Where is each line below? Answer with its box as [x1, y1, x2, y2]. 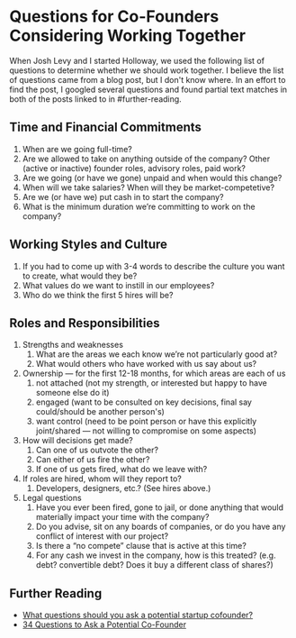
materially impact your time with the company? [35, 512, 210, 523]
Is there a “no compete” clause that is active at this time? [35, 541, 247, 551]
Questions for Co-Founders [9, 6, 220, 27]
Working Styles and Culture [9, 237, 168, 252]
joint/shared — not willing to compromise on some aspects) [35, 425, 257, 436]
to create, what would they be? [22, 270, 138, 281]
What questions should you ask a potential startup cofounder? [22, 610, 254, 621]
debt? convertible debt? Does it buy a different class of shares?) [35, 560, 274, 570]
